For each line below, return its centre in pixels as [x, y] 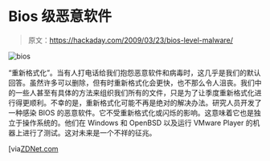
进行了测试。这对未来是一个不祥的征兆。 [89, 132]
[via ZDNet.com [33, 148]
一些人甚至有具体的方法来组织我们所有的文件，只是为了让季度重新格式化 [135, 92]
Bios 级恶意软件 [60, 16]
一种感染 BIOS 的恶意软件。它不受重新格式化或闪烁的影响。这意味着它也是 [131, 112]
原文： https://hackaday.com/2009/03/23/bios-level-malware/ [131, 40]
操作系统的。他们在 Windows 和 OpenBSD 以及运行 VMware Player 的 [137, 123]
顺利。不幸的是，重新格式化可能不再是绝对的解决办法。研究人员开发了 [145, 103]
